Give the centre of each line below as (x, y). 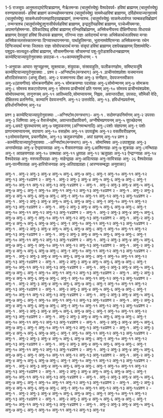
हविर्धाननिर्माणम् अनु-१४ (23, 105)
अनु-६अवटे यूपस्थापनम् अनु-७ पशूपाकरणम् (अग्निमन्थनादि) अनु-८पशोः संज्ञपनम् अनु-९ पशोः (75, 126)
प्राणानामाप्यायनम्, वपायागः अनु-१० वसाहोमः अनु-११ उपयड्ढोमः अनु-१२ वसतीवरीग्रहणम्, (71, 131)
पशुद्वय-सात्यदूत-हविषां (22, 51)
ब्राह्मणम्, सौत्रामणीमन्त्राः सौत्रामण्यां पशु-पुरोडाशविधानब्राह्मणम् (84, 51)
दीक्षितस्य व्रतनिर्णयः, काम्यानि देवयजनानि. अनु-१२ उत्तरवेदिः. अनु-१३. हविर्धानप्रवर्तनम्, (70, 100)
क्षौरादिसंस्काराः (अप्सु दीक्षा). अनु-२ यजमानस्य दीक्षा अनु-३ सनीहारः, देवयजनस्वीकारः (70, 78)
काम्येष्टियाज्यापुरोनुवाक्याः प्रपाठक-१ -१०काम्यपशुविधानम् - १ (51, 57)
